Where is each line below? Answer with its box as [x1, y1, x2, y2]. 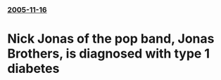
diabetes [7, 61, 60, 76]
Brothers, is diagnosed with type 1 [7, 46, 210, 62]
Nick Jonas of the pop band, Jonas [7, 31, 215, 47]
